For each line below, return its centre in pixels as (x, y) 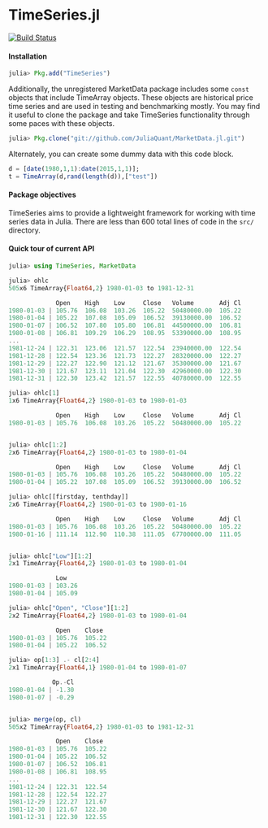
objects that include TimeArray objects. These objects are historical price (131, 98)
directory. (24, 230)
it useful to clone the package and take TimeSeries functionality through (129, 115)
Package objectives (43, 195)
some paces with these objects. (62, 124)
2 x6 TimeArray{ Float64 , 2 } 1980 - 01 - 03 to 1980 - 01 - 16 (97, 505)
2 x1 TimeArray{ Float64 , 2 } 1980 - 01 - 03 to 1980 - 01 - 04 (97, 564)
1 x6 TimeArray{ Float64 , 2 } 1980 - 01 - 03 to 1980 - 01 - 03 (97, 401)
